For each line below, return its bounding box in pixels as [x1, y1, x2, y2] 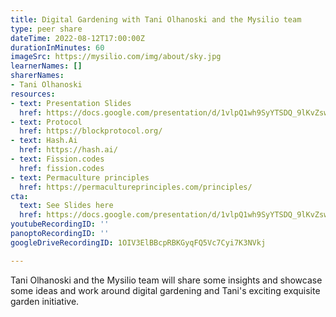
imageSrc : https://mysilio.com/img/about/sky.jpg [10, 52, 222, 62]
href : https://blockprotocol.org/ [19, 126, 163, 136]
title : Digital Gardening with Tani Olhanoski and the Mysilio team [10, 14, 302, 25]
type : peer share [10, 24, 83, 34]
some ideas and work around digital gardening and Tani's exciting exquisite [10, 284, 321, 296]
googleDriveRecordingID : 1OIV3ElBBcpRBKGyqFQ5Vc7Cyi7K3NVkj [10, 237, 267, 248]
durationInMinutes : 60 [10, 42, 105, 53]
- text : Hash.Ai [10, 136, 78, 146]
